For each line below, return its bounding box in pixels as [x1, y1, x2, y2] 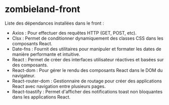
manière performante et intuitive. [12, 51, 81, 57]
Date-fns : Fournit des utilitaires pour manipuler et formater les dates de [12, 46, 162, 52]
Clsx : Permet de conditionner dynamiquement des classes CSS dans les [12, 35, 163, 41]
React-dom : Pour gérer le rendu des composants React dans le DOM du [12, 67, 163, 73]
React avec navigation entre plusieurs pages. [12, 83, 106, 89]
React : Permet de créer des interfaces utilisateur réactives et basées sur [12, 56, 164, 62]
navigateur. [12, 72, 36, 78]
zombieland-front [5, 4, 80, 15]
